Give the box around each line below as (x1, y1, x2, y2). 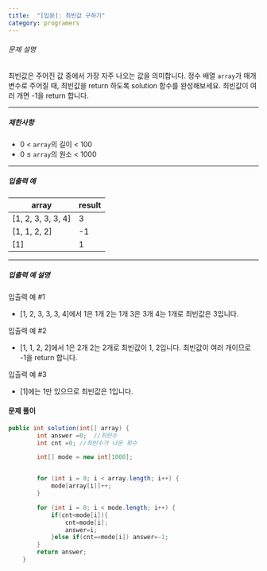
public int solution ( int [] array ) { (8, 424, 130, 432)
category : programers (8, 19, 80, 27)
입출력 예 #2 (8, 325, 47, 335)
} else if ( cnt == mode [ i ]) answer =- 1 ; (50, 534, 169, 542)
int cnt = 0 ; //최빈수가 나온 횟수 (37, 439, 137, 447)
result (78, 200, 102, 211)
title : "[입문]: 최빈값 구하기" (8, 11, 106, 20)
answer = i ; (64, 526, 98, 534)
